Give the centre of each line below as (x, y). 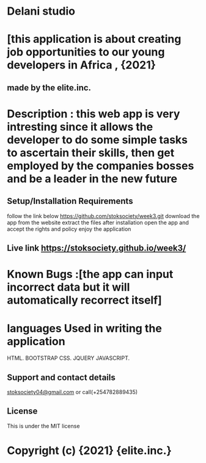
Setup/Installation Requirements (70, 201)
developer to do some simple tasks (97, 140)
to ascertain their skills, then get (91, 152)
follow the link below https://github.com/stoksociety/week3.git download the (103, 216)
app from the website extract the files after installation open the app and (98, 222)
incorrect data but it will (68, 287)
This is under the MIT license (43, 426)
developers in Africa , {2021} (82, 65)
